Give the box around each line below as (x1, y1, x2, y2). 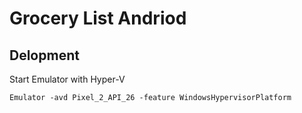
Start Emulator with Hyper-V (9, 73, 126, 85)
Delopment (9, 47, 80, 64)
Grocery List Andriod (9, 7, 187, 30)
